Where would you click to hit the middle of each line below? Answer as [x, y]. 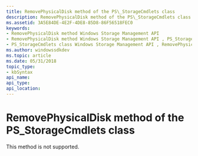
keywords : [18, 28]
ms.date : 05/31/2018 [32, 61]
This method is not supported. [43, 147]
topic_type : [21, 66]
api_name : [18, 77]
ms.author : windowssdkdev [38, 50]
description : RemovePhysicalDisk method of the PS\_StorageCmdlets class [99, 17]
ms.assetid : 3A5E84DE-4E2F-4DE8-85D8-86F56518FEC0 [70, 22]
